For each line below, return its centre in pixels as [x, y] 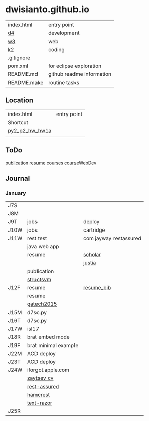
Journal [18, 178]
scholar [92, 255]
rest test [37, 238]
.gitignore [19, 58]
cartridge [94, 230]
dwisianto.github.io [47, 9]
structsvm [39, 280]
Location [20, 101]
